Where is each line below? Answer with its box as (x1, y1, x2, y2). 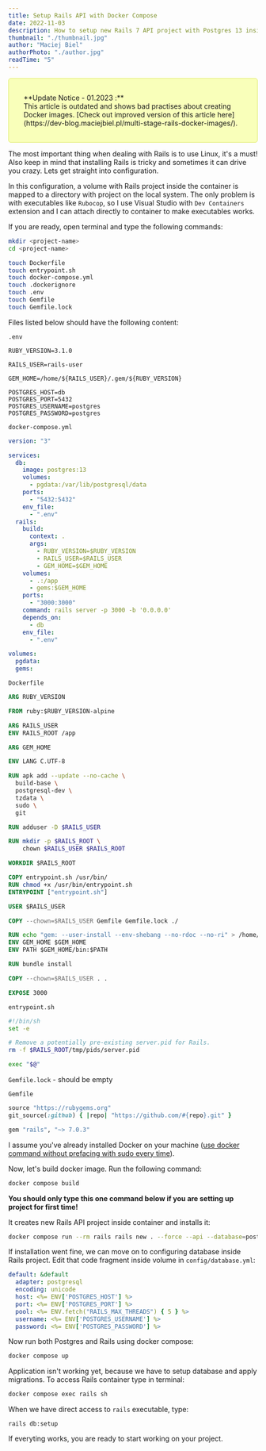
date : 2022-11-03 (8, 19, 66, 27)
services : (8, 451, 41, 459)
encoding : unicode (15, 1286, 77, 1294)
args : (28, 540, 47, 548)
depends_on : (22, 613, 62, 621)
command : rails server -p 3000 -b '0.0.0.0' (22, 606, 172, 614)
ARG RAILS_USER (8, 721, 59, 730)
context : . (28, 532, 66, 540)
